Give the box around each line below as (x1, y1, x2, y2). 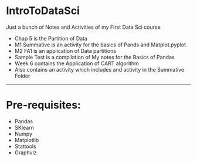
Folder (14, 72, 30, 79)
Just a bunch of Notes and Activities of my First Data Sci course (6, 23, 161, 31)
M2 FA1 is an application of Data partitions (14, 47, 116, 54)
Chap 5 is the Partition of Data (14, 35, 88, 42)
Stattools (14, 143, 36, 150)
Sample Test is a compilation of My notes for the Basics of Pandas (14, 53, 175, 60)
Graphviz (14, 148, 37, 156)
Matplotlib (14, 136, 39, 143)
